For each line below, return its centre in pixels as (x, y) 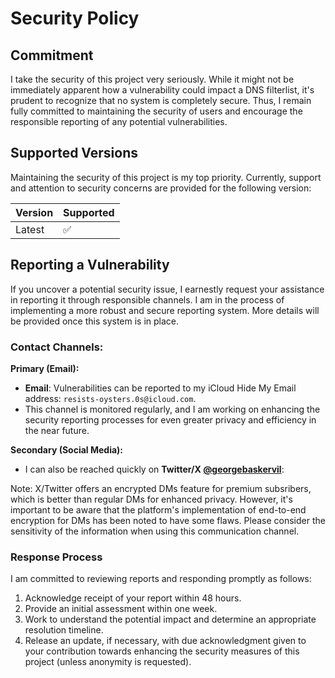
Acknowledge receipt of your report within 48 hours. (133, 598)
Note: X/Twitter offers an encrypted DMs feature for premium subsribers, (161, 488)
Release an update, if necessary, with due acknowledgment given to (165, 641)
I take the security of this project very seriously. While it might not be (152, 79)
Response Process (56, 557)
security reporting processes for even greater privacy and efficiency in (170, 419)
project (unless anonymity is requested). (108, 662)
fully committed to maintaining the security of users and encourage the (156, 111)
